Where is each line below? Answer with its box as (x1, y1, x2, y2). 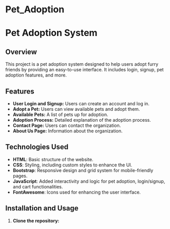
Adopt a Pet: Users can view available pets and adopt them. (12, 106, 140, 112)
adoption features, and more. (5, 72, 67, 78)
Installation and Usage (5, 204, 79, 213)
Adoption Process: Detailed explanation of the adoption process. (12, 117, 152, 123)
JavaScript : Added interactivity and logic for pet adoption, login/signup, (12, 178, 165, 184)
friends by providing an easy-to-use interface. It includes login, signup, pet (5, 67, 164, 73)
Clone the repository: (12, 217, 60, 224)
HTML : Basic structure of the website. (12, 156, 93, 162)
